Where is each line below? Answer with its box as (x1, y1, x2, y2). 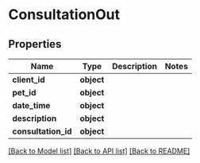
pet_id (12, 87, 37, 98)
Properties (8, 37, 62, 51)
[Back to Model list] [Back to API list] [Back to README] (8, 146, 190, 156)
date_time (12, 100, 51, 111)
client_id (12, 74, 45, 85)
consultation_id (12, 126, 73, 137)
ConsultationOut (8, 6, 121, 24)
